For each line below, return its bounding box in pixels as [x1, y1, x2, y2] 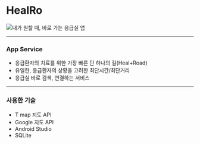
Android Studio [14, 125, 52, 132]
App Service [6, 45, 43, 53]
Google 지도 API [14, 118, 54, 125]
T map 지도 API [14, 111, 52, 118]
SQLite [14, 131, 32, 139]
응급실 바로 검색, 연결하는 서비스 [14, 74, 90, 81]
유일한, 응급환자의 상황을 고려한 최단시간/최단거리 [14, 67, 130, 74]
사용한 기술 [6, 96, 36, 105]
